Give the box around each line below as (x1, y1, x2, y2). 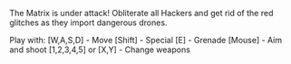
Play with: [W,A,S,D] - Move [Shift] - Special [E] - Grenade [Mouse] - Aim (9, 35, 283, 45)
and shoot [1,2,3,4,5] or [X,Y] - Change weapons (9, 44, 190, 55)
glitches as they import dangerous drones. (9, 17, 168, 28)
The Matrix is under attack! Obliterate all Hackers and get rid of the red (9, 8, 274, 18)
